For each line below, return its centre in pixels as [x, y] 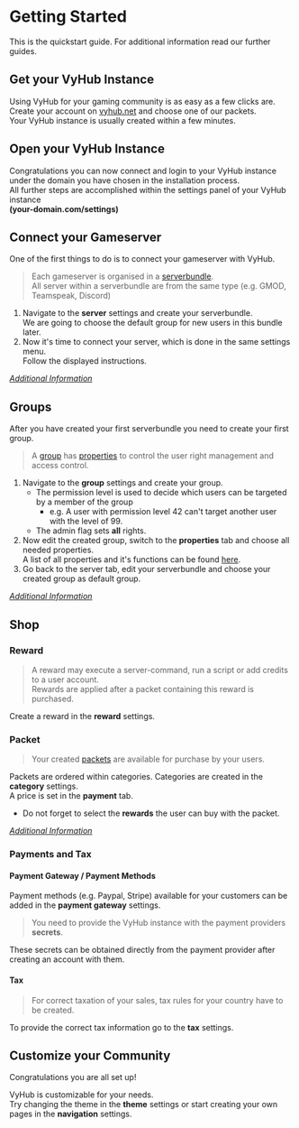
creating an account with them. [67, 959]
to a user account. [65, 680]
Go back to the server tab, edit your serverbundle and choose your [146, 569]
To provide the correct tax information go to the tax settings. [122, 1027]
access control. [60, 466]
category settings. [44, 786]
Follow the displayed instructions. [84, 361]
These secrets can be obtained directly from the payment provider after [142, 950]
